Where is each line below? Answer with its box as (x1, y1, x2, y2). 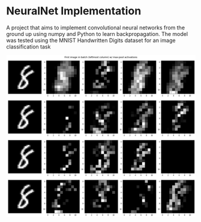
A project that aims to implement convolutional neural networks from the (6, 24, 185, 31)
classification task (6, 43, 51, 50)
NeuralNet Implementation (6, 4, 142, 18)
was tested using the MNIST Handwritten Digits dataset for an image (6, 37, 176, 44)
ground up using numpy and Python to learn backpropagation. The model (6, 30, 188, 37)
